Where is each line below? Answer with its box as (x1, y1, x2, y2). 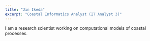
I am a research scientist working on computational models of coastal (5, 25, 146, 31)
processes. (5, 30, 28, 36)
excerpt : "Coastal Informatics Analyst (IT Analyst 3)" (5, 12, 122, 17)
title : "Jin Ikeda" (5, 7, 45, 12)
